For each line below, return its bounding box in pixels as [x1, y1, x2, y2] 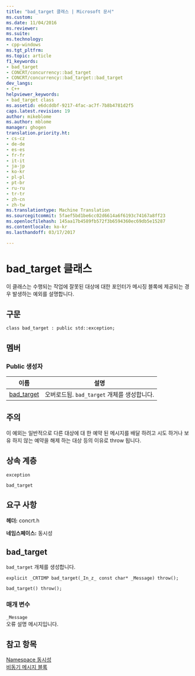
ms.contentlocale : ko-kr [6, 224, 68, 230]
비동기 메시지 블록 [6, 664, 47, 671]
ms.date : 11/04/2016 [6, 20, 57, 26]
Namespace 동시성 [6, 656, 52, 664]
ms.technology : [6, 36, 44, 42]
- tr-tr [6, 191, 25, 196]
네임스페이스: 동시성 [6, 529, 53, 537]
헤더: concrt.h [6, 517, 40, 524]
